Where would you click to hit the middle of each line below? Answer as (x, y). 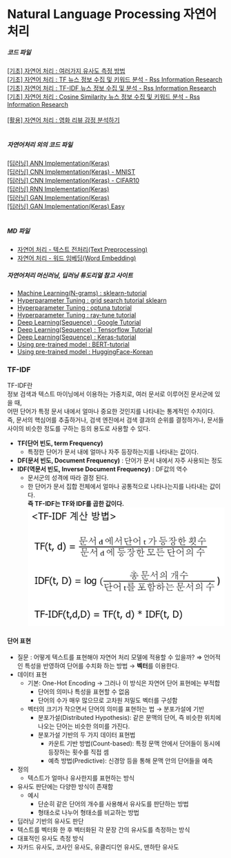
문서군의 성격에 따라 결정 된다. (68, 478)
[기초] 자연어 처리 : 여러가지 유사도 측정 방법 (66, 71)
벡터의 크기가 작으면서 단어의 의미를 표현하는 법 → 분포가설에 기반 (116, 709)
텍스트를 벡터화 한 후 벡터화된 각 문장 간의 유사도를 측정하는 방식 (103, 830)
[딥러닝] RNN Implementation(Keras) (58, 189)
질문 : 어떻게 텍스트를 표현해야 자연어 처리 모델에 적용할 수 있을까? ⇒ (110, 657)
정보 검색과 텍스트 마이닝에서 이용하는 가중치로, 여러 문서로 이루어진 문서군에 (110, 394)
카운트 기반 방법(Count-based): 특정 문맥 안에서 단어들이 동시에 (134, 743)
